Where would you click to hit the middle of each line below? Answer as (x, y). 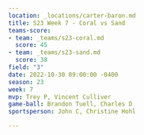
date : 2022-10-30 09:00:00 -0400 (63, 75)
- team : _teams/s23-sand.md (55, 52)
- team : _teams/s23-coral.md (56, 38)
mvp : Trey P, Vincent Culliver (60, 97)
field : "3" (26, 67)
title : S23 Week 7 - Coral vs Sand (67, 23)
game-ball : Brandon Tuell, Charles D (70, 104)
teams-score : (30, 30)
